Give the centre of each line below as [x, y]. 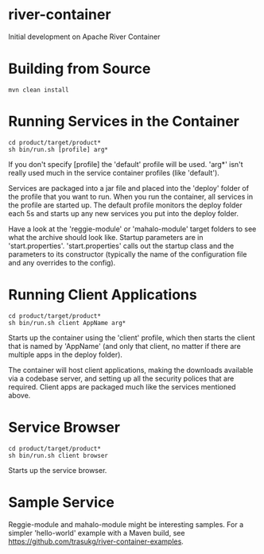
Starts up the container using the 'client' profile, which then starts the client [132, 337]
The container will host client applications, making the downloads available [131, 370]
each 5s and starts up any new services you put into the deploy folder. [124, 213]
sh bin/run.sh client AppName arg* [67, 323]
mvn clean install [39, 90]
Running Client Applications [103, 295]
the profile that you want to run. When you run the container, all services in [130, 196]
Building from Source [80, 69]
